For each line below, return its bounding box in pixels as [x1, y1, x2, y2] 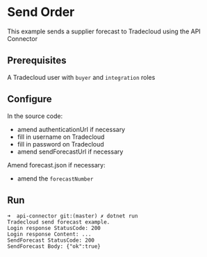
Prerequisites [7, 55, 67, 67]
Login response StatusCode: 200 [7, 225, 101, 232]
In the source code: [7, 112, 63, 120]
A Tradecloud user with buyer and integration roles [7, 73, 156, 81]
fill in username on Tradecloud [17, 133, 105, 141]
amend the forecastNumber [17, 174, 94, 183]
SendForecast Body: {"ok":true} [7, 243, 101, 250]
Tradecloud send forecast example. [7, 219, 110, 226]
